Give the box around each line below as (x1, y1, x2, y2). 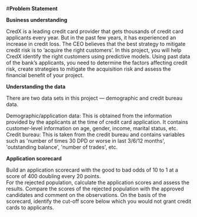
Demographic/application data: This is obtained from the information (6, 112, 172, 119)
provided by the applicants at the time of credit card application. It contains (6, 119, 188, 126)
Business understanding (6, 17, 68, 23)
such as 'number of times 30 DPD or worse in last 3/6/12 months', (6, 137, 166, 144)
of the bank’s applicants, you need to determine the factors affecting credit (6, 59, 188, 66)
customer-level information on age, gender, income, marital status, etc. (6, 125, 178, 131)
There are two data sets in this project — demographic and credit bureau (6, 94, 183, 101)
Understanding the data (6, 83, 66, 90)
